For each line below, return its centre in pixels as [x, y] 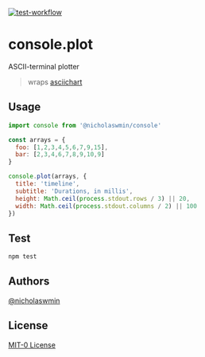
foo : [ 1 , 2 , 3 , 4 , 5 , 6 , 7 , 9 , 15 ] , [62, 147]
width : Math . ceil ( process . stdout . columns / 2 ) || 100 [106, 206]
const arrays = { [37, 139]
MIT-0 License [32, 345]
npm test [23, 257]
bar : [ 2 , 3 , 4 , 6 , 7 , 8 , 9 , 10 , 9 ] [60, 155]
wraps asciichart [55, 82]
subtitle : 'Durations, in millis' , [74, 191]
